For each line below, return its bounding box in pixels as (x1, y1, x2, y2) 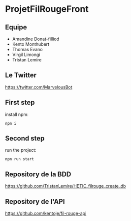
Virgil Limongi (12, 52, 40, 57)
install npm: (5, 111, 29, 117)
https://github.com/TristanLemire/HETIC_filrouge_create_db (5, 183, 126, 189)
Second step (5, 134, 45, 143)
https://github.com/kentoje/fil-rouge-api (5, 210, 87, 217)
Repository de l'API (5, 197, 65, 206)
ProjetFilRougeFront (5, 3, 89, 15)
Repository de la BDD (5, 170, 71, 178)
